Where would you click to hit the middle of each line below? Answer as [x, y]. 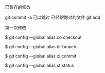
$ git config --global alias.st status [40, 65]
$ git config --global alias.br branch [41, 47]
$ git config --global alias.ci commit [41, 56]
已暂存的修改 [18, 7]
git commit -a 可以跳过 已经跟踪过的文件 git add [53, 17]
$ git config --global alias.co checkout [43, 37]
